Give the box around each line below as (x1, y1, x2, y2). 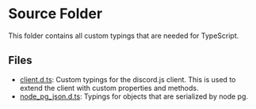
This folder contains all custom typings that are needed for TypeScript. (8, 31, 239, 40)
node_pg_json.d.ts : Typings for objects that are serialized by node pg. (19, 92, 248, 101)
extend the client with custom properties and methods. (19, 83, 199, 92)
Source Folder (8, 5, 103, 23)
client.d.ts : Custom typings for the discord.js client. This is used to (19, 74, 236, 84)
